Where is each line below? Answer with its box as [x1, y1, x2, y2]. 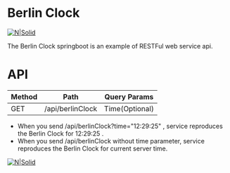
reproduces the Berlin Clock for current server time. [17, 144, 168, 153]
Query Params [104, 91, 154, 101]
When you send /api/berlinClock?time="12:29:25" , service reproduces [17, 122, 223, 130]
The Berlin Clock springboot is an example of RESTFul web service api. [7, 41, 213, 50]
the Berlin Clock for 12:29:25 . [17, 129, 104, 138]
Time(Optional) [104, 103, 155, 113]
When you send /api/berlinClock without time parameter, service [17, 136, 205, 145]
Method [11, 91, 38, 101]
